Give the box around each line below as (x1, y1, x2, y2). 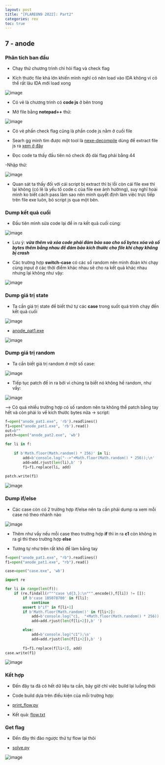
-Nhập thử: (5, 161, 27, 168)
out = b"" (5, 428, 21, 433)
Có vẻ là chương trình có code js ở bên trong (12, 99, 103, 105)
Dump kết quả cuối (5, 209, 51, 216)
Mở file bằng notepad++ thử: (12, 109, 72, 115)
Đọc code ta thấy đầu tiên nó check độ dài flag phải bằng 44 (12, 152, 136, 158)
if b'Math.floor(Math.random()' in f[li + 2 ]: (23, 609, 115, 614)
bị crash (12, 250, 29, 256)
